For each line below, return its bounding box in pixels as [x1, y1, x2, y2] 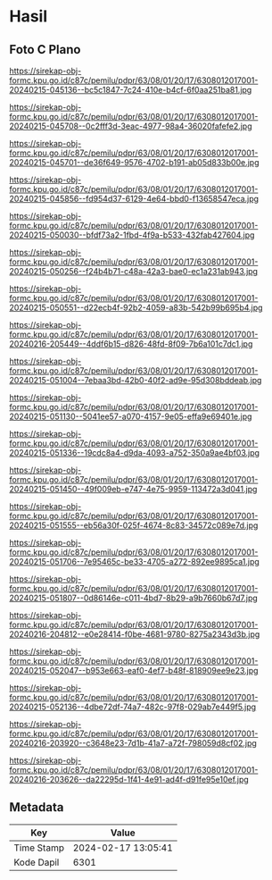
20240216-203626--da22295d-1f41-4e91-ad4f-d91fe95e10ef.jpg [9, 775, 250, 784]
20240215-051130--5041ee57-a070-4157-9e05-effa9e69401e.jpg [9, 411, 252, 422]
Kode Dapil [13, 856, 60, 868]
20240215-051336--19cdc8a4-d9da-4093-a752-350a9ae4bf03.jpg [9, 448, 260, 457]
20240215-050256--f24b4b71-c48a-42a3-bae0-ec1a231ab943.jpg [9, 266, 259, 276]
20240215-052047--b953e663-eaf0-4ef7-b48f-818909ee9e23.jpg [9, 666, 259, 675]
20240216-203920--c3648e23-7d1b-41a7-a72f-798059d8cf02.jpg [9, 738, 257, 748]
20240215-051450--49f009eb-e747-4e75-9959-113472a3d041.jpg [9, 484, 258, 494]
